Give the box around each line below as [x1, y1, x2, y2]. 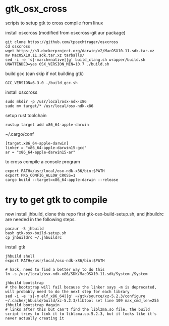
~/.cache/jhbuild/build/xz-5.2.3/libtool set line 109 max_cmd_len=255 [5, 298, 159, 303]
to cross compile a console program [5, 158, 80, 165]
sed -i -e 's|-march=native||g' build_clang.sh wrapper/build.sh [5, 57, 145, 62]
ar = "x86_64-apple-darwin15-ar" [5, 150, 76, 155]
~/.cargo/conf [5, 131, 34, 137]
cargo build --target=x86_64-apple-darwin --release [5, 177, 119, 183]
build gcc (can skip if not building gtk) [5, 70, 84, 77]
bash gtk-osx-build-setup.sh [5, 230, 67, 236]
